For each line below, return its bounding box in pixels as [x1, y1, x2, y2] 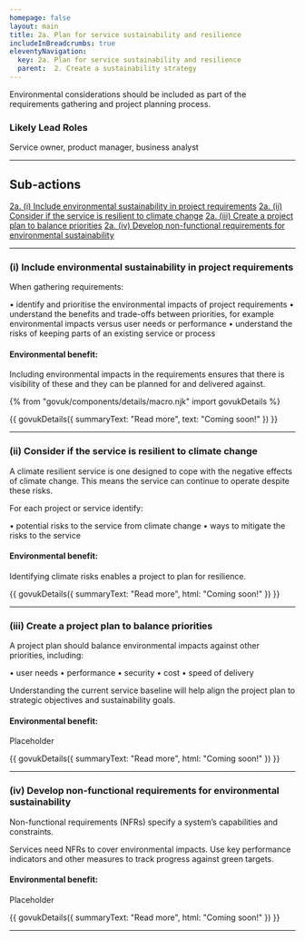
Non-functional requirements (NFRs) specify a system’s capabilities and [9, 816, 279, 827]
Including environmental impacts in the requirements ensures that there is [9, 369, 285, 380]
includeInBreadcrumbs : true [9, 38, 116, 48]
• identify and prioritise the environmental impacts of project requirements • [9, 299, 295, 310]
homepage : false [9, 13, 71, 23]
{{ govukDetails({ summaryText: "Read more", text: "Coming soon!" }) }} [9, 414, 279, 425]
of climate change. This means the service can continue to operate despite [9, 475, 290, 486]
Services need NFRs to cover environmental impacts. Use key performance [9, 844, 291, 855]
